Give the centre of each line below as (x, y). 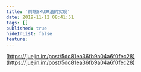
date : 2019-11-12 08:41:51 (40, 17)
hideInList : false (29, 34)
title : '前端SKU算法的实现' (38, 12)
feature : (17, 39)
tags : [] (17, 23)
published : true (27, 28)
